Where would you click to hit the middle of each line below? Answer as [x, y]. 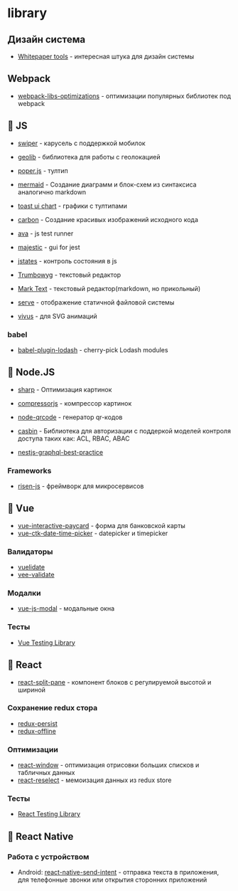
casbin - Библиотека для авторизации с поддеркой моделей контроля [124, 431]
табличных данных [46, 773]
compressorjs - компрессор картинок [75, 403]
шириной [32, 690]
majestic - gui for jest [49, 247]
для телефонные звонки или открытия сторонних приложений [112, 880]
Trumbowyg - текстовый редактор [69, 275]
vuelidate [31, 567]
